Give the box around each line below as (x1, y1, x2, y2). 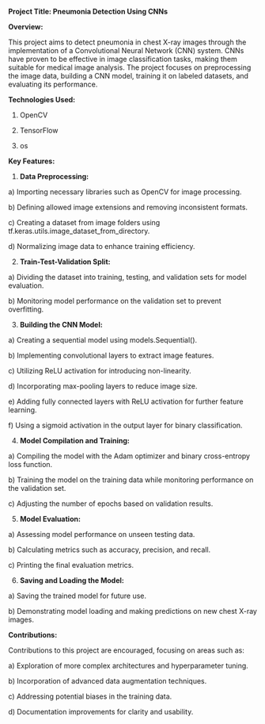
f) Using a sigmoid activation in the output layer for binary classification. (8, 420, 243, 430)
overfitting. (8, 305, 44, 314)
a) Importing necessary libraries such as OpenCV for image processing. (8, 187, 242, 197)
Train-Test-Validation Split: (19, 257, 111, 266)
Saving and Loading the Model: (19, 576, 124, 585)
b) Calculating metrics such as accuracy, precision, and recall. (8, 545, 211, 554)
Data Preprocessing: (19, 172, 89, 181)
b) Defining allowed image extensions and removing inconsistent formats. (8, 202, 248, 212)
